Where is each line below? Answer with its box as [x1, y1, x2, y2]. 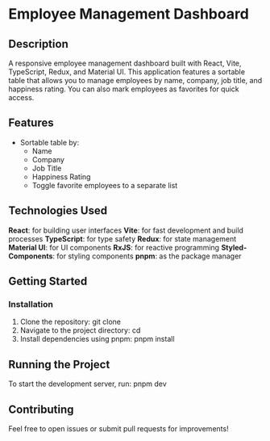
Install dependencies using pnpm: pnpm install [19, 334, 175, 344]
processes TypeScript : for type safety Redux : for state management [8, 233, 237, 243]
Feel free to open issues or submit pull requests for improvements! [8, 423, 229, 433]
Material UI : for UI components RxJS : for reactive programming [8, 242, 220, 252]
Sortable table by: [19, 137, 80, 147]
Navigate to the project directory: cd [19, 325, 141, 335]
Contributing [8, 402, 74, 416]
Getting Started [8, 275, 88, 288]
